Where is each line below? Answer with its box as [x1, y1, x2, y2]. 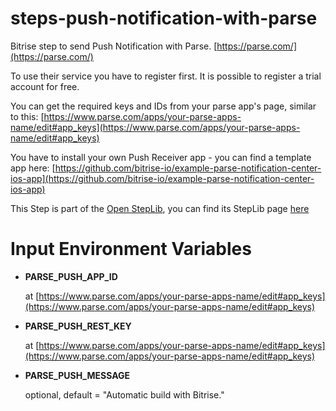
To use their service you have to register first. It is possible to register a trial [10, 70, 322, 82]
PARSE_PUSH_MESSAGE [24, 369, 131, 381]
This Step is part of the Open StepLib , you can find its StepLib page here [10, 202, 310, 214]
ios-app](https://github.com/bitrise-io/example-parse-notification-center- [10, 172, 315, 184]
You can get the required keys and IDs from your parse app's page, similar [10, 100, 317, 112]
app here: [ [10, 162, 56, 174]
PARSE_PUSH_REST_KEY [24, 320, 132, 332]
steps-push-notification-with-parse [10, 7, 318, 30]
